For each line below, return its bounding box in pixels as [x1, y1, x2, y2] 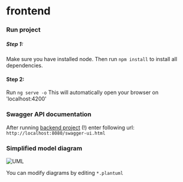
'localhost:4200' [6, 95, 47, 102]
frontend [6, 4, 51, 18]
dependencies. [6, 62, 43, 69]
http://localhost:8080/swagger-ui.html [6, 130, 106, 136]
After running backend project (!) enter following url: [6, 124, 135, 131]
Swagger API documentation [6, 110, 91, 119]
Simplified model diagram [6, 144, 83, 152]
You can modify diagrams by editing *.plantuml [6, 169, 124, 176]
